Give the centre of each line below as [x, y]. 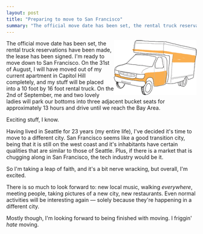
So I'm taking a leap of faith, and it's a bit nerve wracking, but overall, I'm [97, 169]
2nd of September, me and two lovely [53, 95]
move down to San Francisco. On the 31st [58, 63]
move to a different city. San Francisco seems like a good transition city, [96, 138]
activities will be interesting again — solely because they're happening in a [99, 200]
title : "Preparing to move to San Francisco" [64, 19]
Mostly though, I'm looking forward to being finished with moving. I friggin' [99, 218]
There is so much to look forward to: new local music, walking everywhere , [99, 187]
